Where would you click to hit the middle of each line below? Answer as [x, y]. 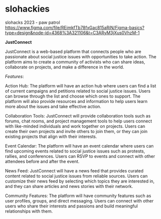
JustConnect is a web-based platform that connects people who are [73, 51]
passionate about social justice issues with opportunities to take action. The [81, 56]
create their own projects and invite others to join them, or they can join [76, 131]
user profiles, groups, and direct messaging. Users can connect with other [79, 201]
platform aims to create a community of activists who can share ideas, [75, 62]
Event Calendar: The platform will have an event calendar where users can [79, 146]
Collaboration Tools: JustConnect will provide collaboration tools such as [78, 116]
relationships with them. [29, 211]
